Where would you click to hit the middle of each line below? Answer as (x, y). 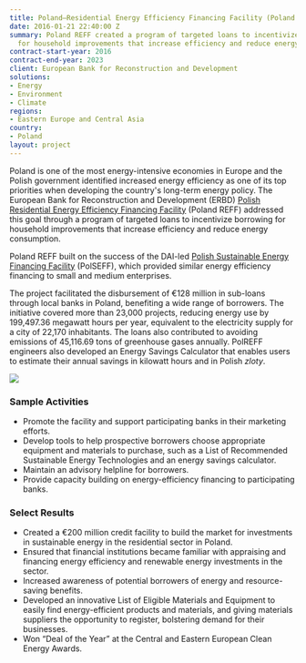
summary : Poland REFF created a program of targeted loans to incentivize (154, 35)
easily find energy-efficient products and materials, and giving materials (158, 610)
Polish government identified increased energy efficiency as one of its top (148, 180)
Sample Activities (49, 402)
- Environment (36, 94)
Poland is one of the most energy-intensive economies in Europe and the (146, 170)
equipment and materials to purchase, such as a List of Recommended (155, 451)
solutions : (30, 77)
